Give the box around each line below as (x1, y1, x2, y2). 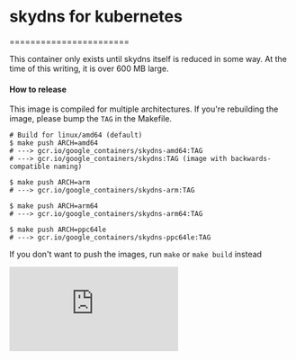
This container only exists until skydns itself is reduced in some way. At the (9, 53, 288, 64)
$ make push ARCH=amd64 (9, 139, 99, 148)
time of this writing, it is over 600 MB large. (9, 63, 169, 74)
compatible (9, 162, 50, 172)
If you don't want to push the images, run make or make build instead (9, 249, 263, 260)
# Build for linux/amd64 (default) (9, 130, 143, 140)
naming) (53, 162, 83, 172)
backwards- (230, 155, 272, 164)
